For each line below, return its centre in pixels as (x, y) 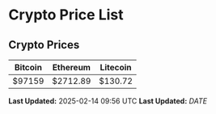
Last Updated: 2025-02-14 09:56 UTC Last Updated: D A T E (108, 101)
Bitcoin (28, 68)
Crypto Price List (66, 15)
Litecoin (116, 68)
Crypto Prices (44, 45)
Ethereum (72, 68)
